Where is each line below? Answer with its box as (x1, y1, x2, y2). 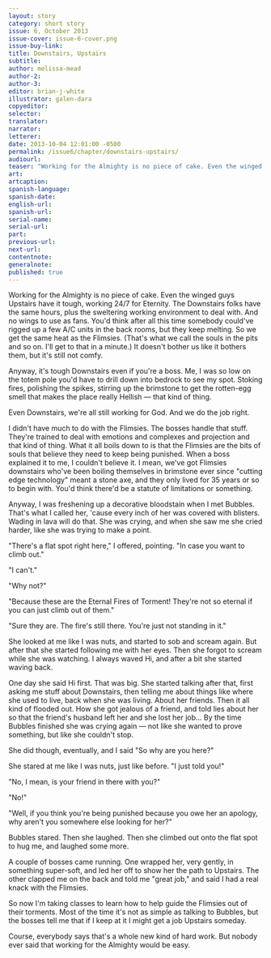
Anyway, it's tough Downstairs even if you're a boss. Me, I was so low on (8, 366, 252, 376)
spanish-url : (8, 207, 53, 216)
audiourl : (8, 155, 42, 163)
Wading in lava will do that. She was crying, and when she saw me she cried (8, 516, 263, 527)
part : (8, 230, 27, 239)
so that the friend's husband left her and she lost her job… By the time (8, 712, 242, 722)
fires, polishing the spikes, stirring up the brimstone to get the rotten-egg (8, 383, 252, 393)
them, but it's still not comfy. (8, 350, 104, 361)
